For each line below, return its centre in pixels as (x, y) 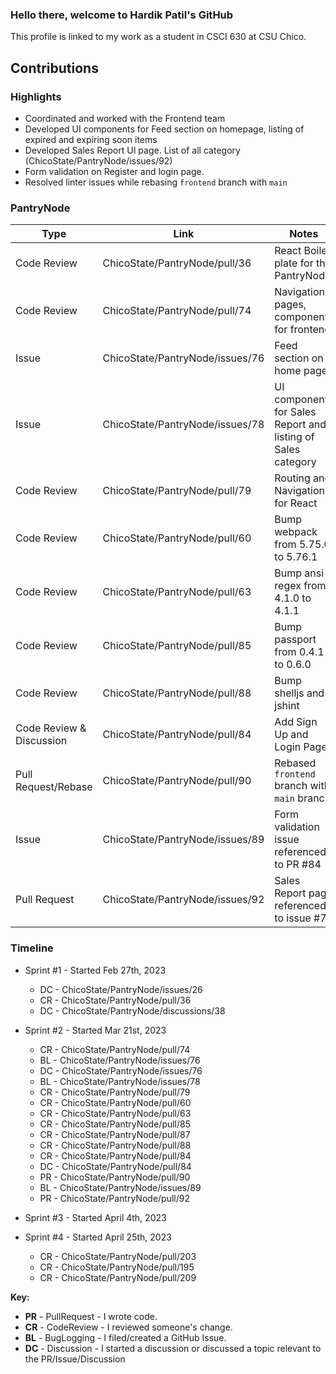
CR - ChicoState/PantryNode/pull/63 (115, 1113)
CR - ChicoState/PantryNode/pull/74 (115, 1049)
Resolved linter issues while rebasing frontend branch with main (156, 182)
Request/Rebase (54, 787)
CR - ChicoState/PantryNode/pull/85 (115, 1124)
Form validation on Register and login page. (114, 171)
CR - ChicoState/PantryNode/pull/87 (115, 1134)
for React (296, 503)
